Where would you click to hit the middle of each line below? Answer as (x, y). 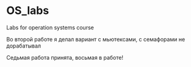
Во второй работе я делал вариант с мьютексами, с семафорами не (96, 39)
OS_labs (28, 11)
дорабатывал (24, 46)
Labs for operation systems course (50, 27)
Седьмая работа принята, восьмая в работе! (65, 57)
